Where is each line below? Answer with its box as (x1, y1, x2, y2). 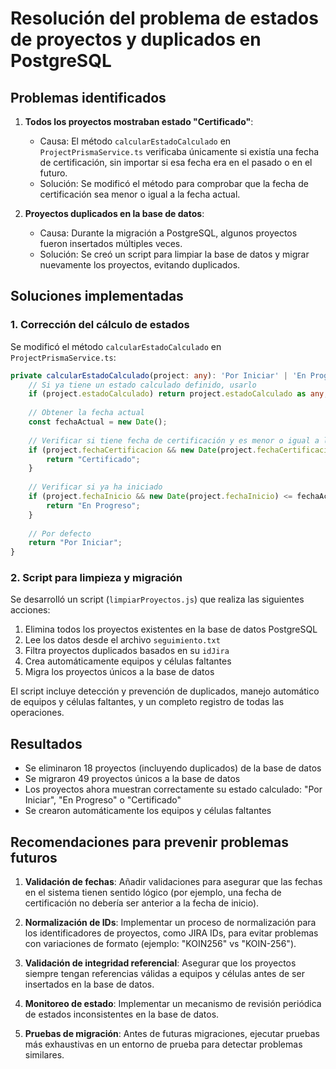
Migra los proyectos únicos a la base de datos (24, 666, 215, 678)
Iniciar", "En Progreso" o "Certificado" (24, 794, 182, 806)
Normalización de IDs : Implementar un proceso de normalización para (24, 917, 317, 929)
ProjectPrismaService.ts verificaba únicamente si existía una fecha (39, 146, 320, 157)
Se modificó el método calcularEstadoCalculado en (10, 340, 222, 352)
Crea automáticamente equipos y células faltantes (24, 655, 232, 667)
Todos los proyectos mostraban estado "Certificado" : (24, 116, 254, 127)
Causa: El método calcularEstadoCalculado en (39, 135, 232, 147)
